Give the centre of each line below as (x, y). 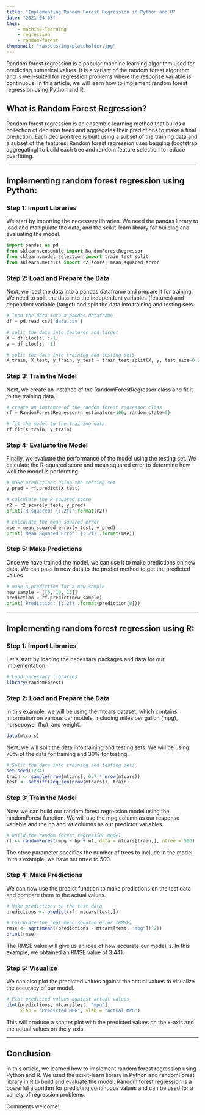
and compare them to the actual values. (56, 895)
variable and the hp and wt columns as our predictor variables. (85, 824)
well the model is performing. (43, 472)
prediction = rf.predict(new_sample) (54, 598)
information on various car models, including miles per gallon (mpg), (92, 718)
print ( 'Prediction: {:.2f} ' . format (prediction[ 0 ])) (73, 604)
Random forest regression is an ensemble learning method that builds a (96, 124)
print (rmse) (21, 934)
